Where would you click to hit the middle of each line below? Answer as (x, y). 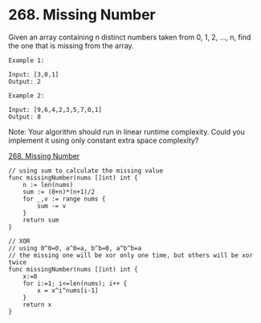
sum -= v (52, 206)
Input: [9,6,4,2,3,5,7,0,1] (55, 110)
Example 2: (27, 95)
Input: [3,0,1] (34, 74)
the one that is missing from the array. (71, 45)
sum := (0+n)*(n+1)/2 (59, 192)
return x (37, 304)
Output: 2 (25, 81)
